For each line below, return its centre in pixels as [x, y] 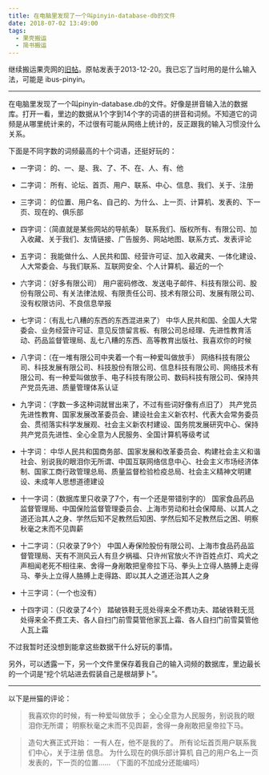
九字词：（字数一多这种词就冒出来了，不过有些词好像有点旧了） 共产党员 [139, 405]
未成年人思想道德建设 [69, 482]
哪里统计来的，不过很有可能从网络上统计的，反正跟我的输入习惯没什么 [145, 124]
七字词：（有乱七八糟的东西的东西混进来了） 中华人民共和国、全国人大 [135, 321]
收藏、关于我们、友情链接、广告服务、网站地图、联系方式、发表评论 [139, 239]
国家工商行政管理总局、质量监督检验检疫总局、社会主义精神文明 [139, 472]
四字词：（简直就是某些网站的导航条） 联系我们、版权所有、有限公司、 [135, 229]
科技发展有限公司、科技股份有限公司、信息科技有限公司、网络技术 [143, 367]
